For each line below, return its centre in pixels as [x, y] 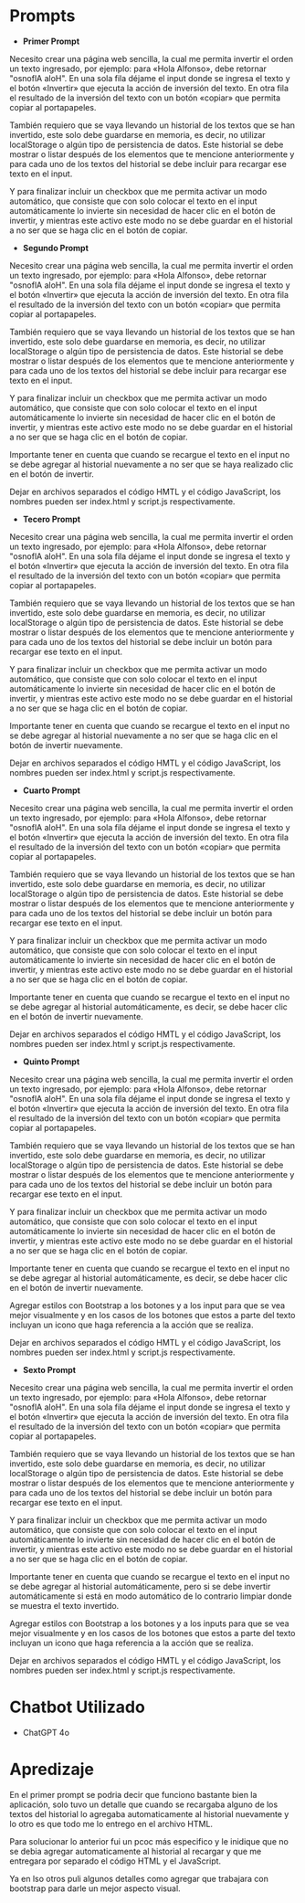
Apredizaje [52, 1770]
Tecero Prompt [51, 519]
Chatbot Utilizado [78, 1707]
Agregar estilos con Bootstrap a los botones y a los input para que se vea [147, 1305]
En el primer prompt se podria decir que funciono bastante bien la [133, 1794]
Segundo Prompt [56, 248]
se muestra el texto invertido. [64, 1605]
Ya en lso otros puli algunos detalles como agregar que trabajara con [139, 1878]
